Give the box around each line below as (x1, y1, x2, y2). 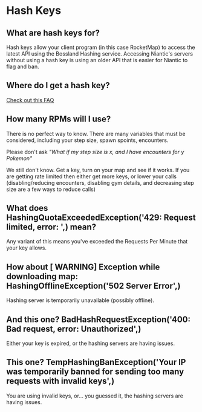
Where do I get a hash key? (6, 80, 110, 91)
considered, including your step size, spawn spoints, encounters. (6, 137, 169, 144)
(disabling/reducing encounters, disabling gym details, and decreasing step (6, 179, 195, 186)
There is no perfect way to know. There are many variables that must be (6, 130, 186, 137)
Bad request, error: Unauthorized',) (6, 324, 142, 334)
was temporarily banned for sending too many (6, 367, 184, 377)
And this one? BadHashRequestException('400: (6, 314, 191, 324)
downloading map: (6, 271, 79, 282)
